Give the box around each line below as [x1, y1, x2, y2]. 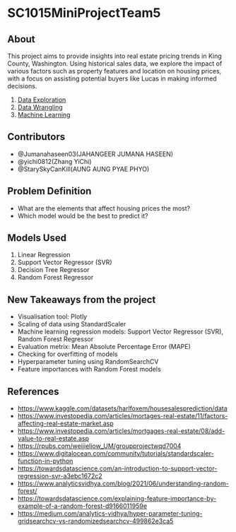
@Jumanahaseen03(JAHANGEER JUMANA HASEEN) [17, 150, 174, 158]
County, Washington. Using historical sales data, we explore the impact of [7, 59, 223, 68]
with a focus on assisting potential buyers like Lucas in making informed [7, 74, 217, 83]
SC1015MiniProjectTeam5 [7, 5, 161, 21]
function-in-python [17, 457, 73, 466]
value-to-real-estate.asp [17, 435, 90, 443]
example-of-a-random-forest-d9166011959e [17, 502, 147, 510]
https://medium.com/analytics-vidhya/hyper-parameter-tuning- [17, 509, 203, 518]
